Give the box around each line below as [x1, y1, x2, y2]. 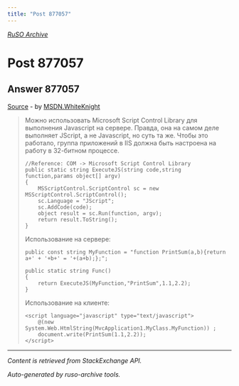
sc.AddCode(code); [38, 204, 92, 211]
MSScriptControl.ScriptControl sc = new [38, 184, 159, 192]
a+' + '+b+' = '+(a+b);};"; [24, 254, 108, 262]
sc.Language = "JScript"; [38, 197, 115, 204]
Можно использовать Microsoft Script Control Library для [24, 115, 198, 125]
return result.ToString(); [38, 216, 118, 223]
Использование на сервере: [24, 234, 112, 243]
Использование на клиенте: [24, 298, 110, 307]
